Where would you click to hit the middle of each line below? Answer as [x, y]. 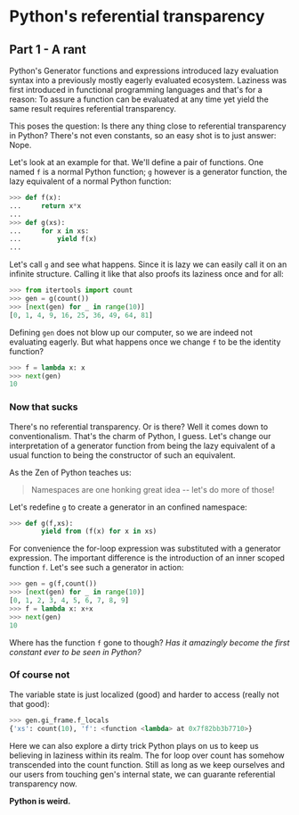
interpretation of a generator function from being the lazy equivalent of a [142, 445]
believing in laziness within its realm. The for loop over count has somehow [147, 755]
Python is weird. [40, 801]
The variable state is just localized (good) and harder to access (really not [144, 694]
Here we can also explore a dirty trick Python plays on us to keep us [134, 745]
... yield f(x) [53, 239]
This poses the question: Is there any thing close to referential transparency [148, 126]
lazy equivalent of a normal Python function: [90, 181]
